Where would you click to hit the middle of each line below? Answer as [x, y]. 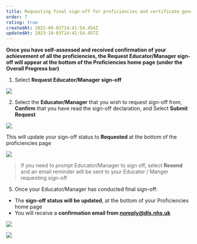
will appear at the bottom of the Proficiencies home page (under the [98, 63]
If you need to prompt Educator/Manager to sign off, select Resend [101, 166]
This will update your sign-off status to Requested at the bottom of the [91, 137]
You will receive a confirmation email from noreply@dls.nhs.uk [93, 213]
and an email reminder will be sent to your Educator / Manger [94, 172]
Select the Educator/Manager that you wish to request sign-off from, [98, 102]
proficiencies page [29, 143]
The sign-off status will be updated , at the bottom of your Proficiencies [101, 201]
